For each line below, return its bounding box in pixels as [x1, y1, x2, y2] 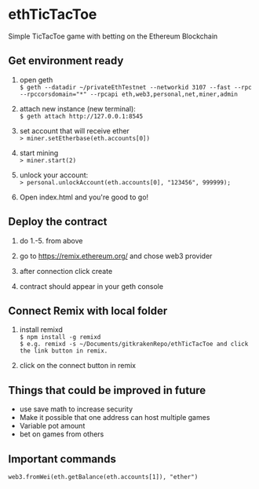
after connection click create [19, 266, 113, 276]
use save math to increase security [19, 404, 133, 414]
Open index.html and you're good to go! [19, 192, 149, 202]
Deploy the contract [8, 215, 108, 228]
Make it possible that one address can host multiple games [19, 413, 210, 422]
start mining [19, 148, 59, 158]
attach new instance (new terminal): [19, 104, 136, 113]
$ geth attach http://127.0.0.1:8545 [19, 112, 144, 120]
